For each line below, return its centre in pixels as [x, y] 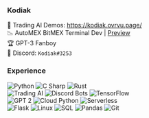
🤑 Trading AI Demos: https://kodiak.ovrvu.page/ [74, 25]
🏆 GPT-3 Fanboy [32, 43]
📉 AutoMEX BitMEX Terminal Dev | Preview [69, 33]
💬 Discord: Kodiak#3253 [39, 53]
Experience [26, 71]
